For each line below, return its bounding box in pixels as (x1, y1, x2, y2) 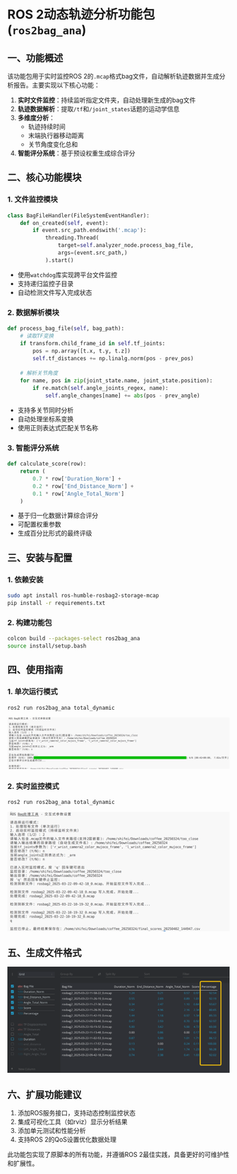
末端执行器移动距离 (28, 132, 85, 139)
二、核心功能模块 (7, 171, 82, 184)
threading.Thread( (44, 234, 99, 241)
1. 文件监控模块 (7, 195, 59, 205)
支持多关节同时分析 (17, 405, 74, 414)
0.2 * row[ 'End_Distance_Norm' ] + (32, 483, 134, 490)
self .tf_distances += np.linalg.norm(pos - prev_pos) (32, 355, 194, 362)
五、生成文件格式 (7, 947, 82, 959)
